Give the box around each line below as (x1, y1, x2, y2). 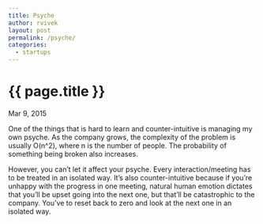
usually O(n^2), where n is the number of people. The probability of (8, 140, 227, 150)
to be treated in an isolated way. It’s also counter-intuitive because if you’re (8, 173, 253, 182)
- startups (15, 48, 51, 56)
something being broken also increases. (8, 149, 138, 158)
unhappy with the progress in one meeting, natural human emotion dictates (8, 181, 253, 191)
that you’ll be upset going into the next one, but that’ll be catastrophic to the (8, 189, 255, 199)
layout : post (8, 26, 51, 34)
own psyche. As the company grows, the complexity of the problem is (8, 132, 236, 142)
